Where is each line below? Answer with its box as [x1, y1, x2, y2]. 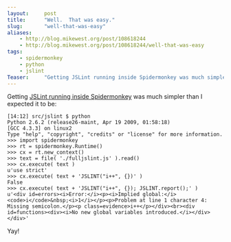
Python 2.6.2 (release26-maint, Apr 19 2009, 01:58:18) [7, 119, 170, 126]
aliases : [7, 29, 32, 36]
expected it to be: [7, 100, 57, 108]
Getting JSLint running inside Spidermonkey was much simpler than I [7, 93, 203, 101]
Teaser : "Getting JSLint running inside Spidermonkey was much [7, 73, 205, 81]
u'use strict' [7, 167, 48, 174]
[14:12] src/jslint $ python [7, 113, 91, 120]
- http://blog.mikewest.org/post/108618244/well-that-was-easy [19, 42, 205, 49]
